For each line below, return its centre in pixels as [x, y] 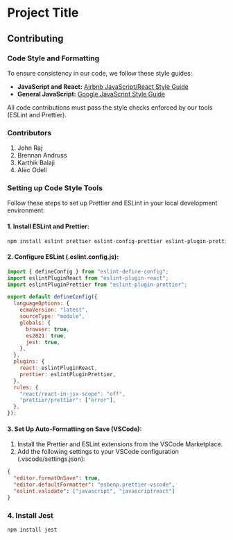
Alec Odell [32, 170]
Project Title [43, 13]
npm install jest [32, 530]
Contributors [29, 133]
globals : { [35, 323]
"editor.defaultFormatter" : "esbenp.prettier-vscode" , [94, 484]
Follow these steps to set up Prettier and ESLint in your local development [112, 203]
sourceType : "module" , [52, 317]
